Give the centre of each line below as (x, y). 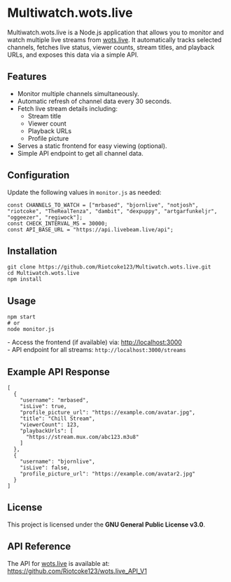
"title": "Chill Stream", (58, 419)
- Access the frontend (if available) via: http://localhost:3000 (94, 342)
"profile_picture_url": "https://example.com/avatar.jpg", (108, 412)
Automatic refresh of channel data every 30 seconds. (94, 101)
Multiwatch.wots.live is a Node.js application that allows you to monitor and (115, 32)
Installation (32, 251)
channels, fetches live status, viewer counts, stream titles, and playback (111, 47)
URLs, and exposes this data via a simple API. (73, 55)
